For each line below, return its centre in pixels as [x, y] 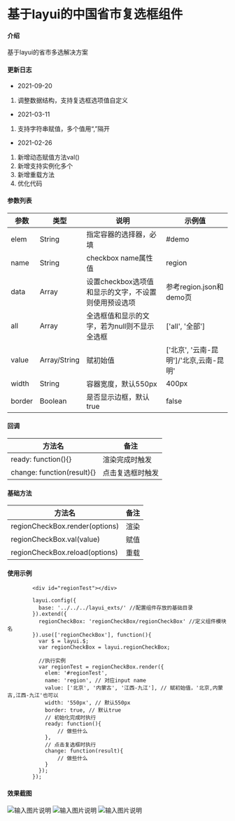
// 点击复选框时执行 [70, 745]
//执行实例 [52, 661]
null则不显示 [134, 326]
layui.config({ [55, 601]
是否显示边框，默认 [118, 397]
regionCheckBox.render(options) [65, 526]
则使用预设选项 [111, 302]
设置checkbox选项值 [120, 281]
